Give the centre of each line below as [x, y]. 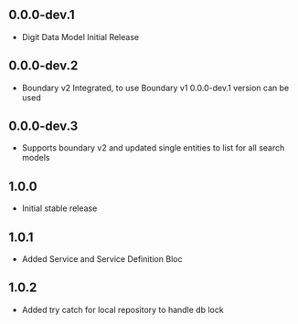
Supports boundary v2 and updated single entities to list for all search [153, 148]
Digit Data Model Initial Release [80, 37]
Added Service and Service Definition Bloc [102, 259]
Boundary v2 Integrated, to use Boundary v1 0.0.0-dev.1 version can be [155, 88]
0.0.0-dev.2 [43, 66]
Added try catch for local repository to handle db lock [123, 309]
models [36, 158]
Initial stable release [59, 208]
